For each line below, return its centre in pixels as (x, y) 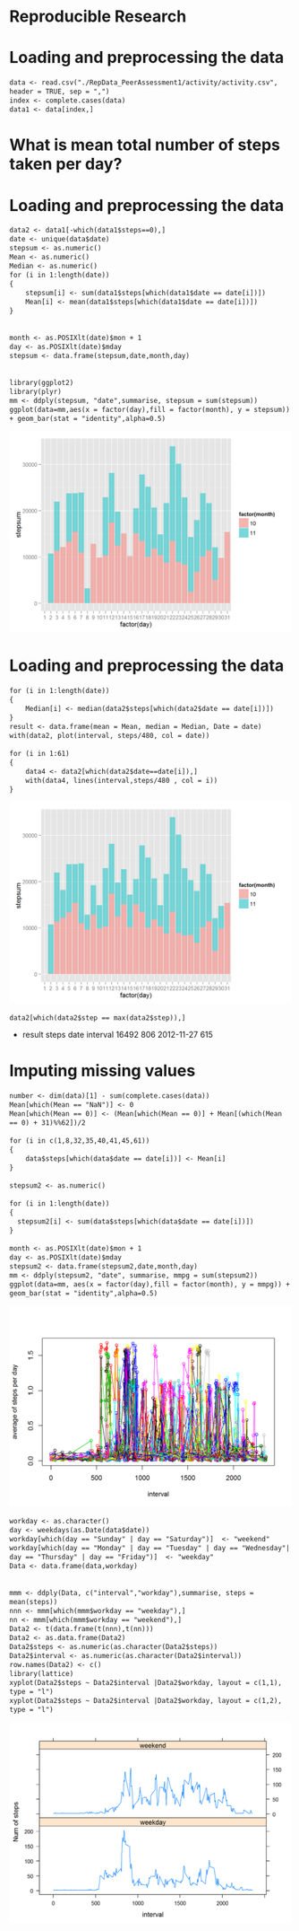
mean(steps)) (34, 1602)
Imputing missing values (103, 1071)
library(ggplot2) (42, 383)
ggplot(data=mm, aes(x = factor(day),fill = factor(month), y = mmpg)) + (150, 1284)
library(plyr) (36, 392)
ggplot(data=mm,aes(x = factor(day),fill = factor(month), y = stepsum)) (150, 410)
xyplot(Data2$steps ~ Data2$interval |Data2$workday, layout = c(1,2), (145, 1701)
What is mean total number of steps (145, 145)
